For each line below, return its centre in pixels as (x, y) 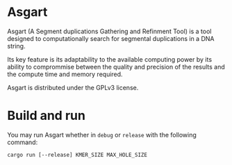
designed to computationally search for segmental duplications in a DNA (111, 38)
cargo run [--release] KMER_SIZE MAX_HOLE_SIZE (77, 155)
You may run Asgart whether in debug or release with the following (102, 134)
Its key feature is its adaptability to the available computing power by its (110, 59)
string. (16, 46)
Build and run (46, 116)
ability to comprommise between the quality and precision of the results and (116, 67)
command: (23, 142)
